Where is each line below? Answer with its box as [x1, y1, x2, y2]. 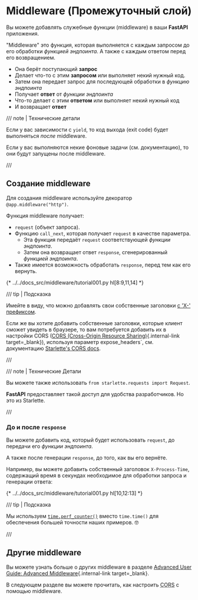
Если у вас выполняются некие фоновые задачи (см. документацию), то [6, 144, 189, 151]
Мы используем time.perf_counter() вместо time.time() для [6, 513, 159, 520]
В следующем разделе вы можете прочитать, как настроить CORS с [6, 581, 180, 588]
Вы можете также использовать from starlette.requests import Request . [6, 379, 190, 386]
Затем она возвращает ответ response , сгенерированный [23, 248, 168, 255]
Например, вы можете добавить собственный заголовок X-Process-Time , [6, 466, 190, 473]
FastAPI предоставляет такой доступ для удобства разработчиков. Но [6, 390, 184, 397]
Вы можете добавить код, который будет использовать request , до [6, 436, 175, 444]
